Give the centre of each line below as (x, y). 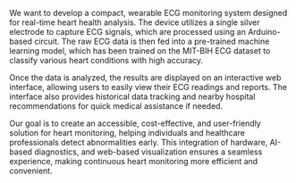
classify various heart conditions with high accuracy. (106, 60)
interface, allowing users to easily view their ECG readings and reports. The (148, 87)
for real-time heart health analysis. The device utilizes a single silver (135, 22)
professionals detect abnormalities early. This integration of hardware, (139, 142)
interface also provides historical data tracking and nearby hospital (132, 96)
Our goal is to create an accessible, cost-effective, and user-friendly (135, 123)
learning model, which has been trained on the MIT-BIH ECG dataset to (140, 51)
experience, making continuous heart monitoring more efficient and (134, 161)
